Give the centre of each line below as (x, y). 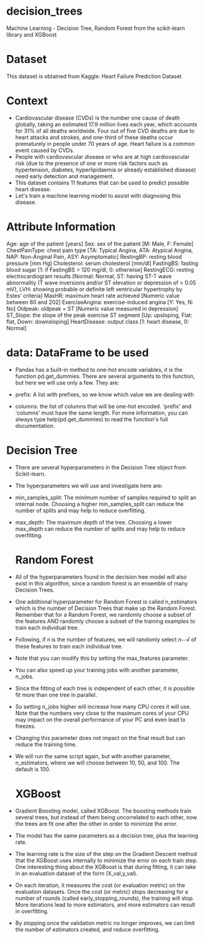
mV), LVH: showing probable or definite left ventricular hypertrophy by (94, 289)
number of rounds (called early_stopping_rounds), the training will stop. (105, 898)
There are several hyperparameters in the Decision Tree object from (100, 467)
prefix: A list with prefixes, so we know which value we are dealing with (104, 394)
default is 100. (33, 769)
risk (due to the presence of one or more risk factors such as (91, 163)
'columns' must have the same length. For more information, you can (101, 413)
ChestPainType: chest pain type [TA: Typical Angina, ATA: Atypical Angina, (100, 250)
